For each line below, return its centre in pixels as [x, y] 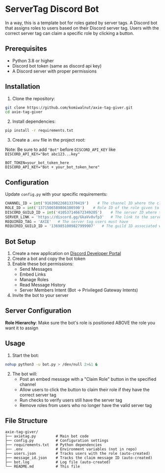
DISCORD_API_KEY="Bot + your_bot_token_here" [52, 167]
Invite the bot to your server [40, 295]
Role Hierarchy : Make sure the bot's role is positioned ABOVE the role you [80, 323]
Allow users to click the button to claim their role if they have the [84, 389]
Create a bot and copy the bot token [49, 259]
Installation [23, 87]
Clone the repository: [34, 98]
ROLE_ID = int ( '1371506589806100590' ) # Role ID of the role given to [82, 208]
